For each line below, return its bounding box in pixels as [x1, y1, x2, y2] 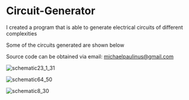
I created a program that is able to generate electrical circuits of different [6, 24, 183, 31]
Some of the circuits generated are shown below [6, 41, 125, 49]
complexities [6, 30, 37, 37]
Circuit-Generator [6, 4, 96, 18]
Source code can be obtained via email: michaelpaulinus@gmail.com [6, 53, 174, 60]
